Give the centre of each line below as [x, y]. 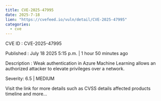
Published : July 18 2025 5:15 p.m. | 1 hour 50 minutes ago [67, 54]
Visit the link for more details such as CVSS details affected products [78, 89]
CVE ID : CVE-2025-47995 [34, 43]
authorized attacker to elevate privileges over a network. [65, 69]
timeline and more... [26, 94]
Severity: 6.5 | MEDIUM [30, 79]
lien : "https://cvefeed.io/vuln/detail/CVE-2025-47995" [66, 19]
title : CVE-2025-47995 [29, 10]
